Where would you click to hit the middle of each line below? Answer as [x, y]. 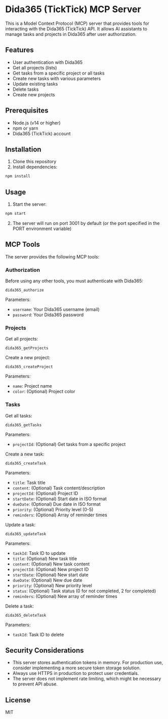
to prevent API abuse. [35, 684]
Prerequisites [27, 111]
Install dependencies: [35, 167]
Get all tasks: [19, 415]
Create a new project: [28, 358]
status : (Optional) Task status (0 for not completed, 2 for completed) [84, 591]
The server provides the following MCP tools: [52, 256]
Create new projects [34, 94]
